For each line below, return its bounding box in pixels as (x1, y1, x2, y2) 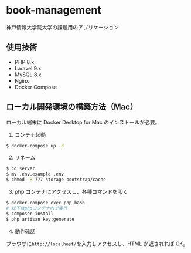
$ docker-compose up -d (6, 143, 64, 149)
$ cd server (6, 166, 35, 172)
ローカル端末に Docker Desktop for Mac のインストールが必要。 (6, 119, 161, 126)
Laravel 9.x (14, 65, 42, 72)
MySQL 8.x (14, 71, 42, 78)
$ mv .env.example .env (6, 171, 64, 177)
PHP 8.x (14, 58, 35, 65)
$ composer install (6, 211, 54, 217)
